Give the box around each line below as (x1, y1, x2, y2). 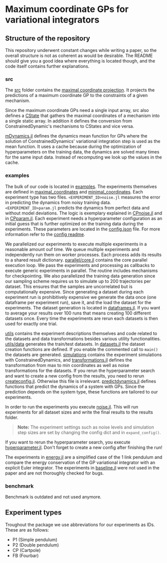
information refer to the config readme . (5, 231, 86, 237)
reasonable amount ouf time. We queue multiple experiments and (5, 246, 140, 252)
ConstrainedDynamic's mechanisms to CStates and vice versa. (5, 123, 135, 129)
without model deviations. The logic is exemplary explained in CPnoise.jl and (5, 210, 163, 216)
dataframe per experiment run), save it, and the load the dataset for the (5, 299, 152, 305)
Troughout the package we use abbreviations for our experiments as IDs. (5, 521, 156, 527)
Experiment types (5, 508, 62, 517)
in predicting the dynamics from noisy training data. (5, 199, 111, 205)
